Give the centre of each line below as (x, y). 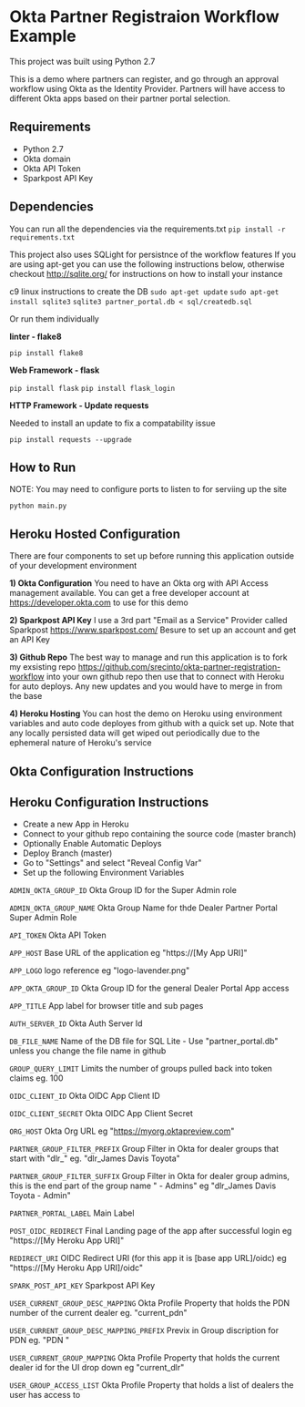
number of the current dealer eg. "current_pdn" (99, 1313)
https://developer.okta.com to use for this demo (99, 602)
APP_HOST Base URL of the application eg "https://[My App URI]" (128, 953)
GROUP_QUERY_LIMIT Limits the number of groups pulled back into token (141, 1069)
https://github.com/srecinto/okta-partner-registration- (179, 667)
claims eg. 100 (36, 1078)
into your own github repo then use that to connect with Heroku (165, 677)
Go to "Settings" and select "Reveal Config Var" (112, 863)
